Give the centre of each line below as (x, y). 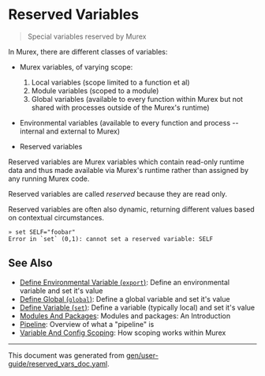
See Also (30, 263)
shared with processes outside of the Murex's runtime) (121, 107)
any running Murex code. (49, 179)
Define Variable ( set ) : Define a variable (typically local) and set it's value (137, 307)
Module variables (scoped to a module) (95, 90)
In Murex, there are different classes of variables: (88, 51)
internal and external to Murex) (70, 131)
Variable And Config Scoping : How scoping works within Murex (123, 333)
